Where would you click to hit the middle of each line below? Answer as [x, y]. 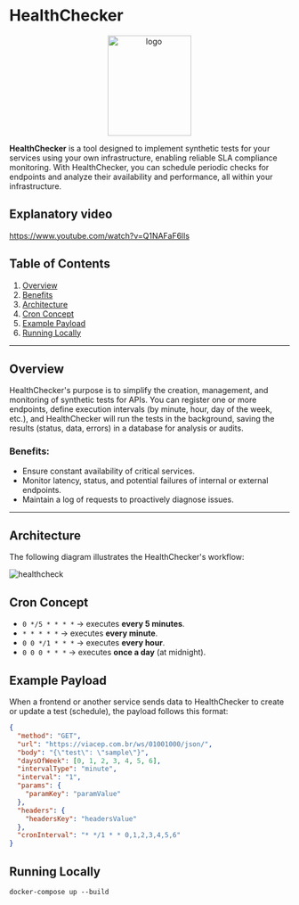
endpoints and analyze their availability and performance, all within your [141, 177]
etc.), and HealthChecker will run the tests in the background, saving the [142, 419]
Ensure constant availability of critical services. [109, 471]
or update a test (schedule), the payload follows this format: [119, 712]
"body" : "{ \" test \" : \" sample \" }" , [83, 753]
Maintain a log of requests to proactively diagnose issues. [128, 499]
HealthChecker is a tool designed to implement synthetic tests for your [140, 148]
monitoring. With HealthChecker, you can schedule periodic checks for [139, 167]
